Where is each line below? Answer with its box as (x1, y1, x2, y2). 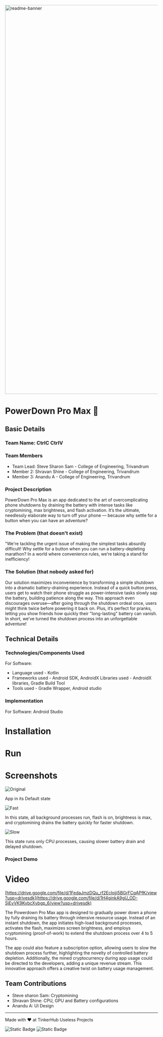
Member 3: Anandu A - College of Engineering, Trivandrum (12, 474, 130, 479)
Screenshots (5, 770, 58, 781)
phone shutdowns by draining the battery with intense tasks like (5, 502, 133, 508)
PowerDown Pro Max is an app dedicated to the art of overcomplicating (5, 497, 148, 503)
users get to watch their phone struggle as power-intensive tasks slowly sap (5, 590, 158, 596)
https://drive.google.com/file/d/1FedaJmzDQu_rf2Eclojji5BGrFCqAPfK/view (6, 890, 157, 896)
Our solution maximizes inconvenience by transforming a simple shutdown (5, 580, 154, 585)
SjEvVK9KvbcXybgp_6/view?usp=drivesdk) (5, 900, 92, 906)
